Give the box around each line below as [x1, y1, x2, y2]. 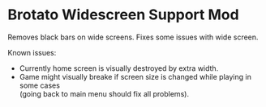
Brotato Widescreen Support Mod [7, 6, 240, 24]
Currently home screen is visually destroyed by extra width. [19, 63, 219, 73]
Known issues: [7, 47, 57, 57]
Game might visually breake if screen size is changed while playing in [19, 72, 252, 81]
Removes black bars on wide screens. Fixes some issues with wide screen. [7, 32, 259, 42]
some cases [19, 80, 60, 90]
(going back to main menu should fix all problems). [19, 88, 190, 98]
